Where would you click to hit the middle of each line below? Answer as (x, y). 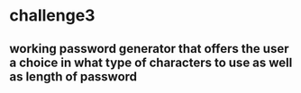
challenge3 (52, 16)
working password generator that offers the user (150, 49)
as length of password (73, 76)
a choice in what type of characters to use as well (151, 62)
